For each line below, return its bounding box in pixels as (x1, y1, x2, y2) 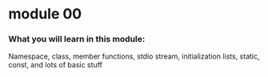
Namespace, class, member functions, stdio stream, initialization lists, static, (8, 51, 260, 61)
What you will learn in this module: (8, 34, 146, 45)
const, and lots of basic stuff (8, 60, 102, 70)
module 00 (8, 5, 82, 23)
